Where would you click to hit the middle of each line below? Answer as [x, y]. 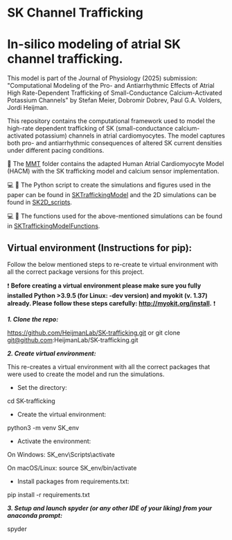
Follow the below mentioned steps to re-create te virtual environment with [113, 264]
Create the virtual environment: [62, 414]
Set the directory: [42, 387]
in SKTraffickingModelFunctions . [54, 226]
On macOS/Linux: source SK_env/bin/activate [72, 467]
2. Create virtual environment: [52, 353]
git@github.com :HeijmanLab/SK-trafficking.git [73, 339]
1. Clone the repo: [33, 319]
